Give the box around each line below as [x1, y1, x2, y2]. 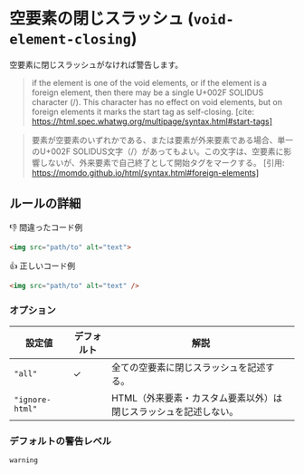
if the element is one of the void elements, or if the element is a [31, 77, 267, 88]
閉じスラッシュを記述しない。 [111, 405, 239, 418]
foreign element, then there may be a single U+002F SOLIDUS [31, 87, 264, 98]
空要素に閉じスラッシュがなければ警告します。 [9, 59, 184, 70]
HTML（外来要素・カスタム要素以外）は [111, 392, 283, 404]
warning [9, 456, 39, 465]
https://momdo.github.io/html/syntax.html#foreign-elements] [31, 167, 260, 178]
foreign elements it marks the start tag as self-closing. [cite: [31, 106, 255, 117]
